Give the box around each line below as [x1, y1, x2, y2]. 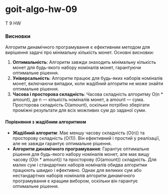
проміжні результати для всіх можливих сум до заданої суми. [12, 107, 147, 114]
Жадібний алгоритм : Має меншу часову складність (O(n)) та [12, 130, 145, 136]
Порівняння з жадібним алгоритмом [5, 119, 87, 125]
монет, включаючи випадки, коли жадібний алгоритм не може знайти [12, 80, 163, 86]
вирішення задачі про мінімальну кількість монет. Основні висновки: [5, 49, 154, 56]
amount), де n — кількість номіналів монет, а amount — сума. [12, 96, 145, 103]
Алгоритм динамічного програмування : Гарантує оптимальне [12, 146, 149, 152]
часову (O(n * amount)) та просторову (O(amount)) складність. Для [12, 157, 157, 163]
